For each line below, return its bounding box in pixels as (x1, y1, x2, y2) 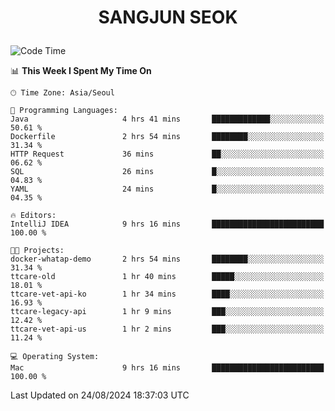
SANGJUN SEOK (98, 6, 238, 29)
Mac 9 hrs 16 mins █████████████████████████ (10, 363, 325, 373)
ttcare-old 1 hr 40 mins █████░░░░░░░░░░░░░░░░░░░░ (10, 272, 325, 282)
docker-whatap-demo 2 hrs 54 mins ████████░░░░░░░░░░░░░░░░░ (10, 254, 325, 265)
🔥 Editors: (10, 211, 57, 221)
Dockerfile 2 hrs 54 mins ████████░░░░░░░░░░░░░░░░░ (10, 132, 325, 142)
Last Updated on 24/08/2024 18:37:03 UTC (10, 389, 190, 401)
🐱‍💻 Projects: (10, 246, 65, 256)
